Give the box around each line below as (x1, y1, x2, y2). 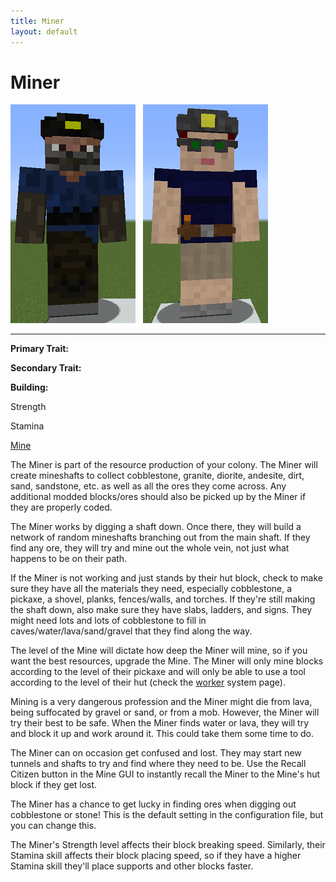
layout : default (10, 26, 78, 37)
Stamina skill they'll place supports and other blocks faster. (10, 860, 254, 872)
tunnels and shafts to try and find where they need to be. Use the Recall (10, 758, 307, 770)
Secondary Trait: (10, 362, 82, 374)
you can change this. (10, 820, 97, 832)
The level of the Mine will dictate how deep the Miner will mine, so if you (10, 645, 308, 657)
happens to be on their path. (10, 553, 128, 565)
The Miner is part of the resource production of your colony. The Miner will (10, 459, 318, 471)
